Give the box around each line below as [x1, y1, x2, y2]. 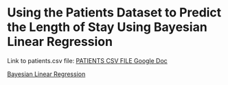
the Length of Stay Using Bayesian [7, 19, 207, 35]
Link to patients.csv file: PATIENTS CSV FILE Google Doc [7, 56, 168, 64]
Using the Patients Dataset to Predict [7, 5, 222, 21]
